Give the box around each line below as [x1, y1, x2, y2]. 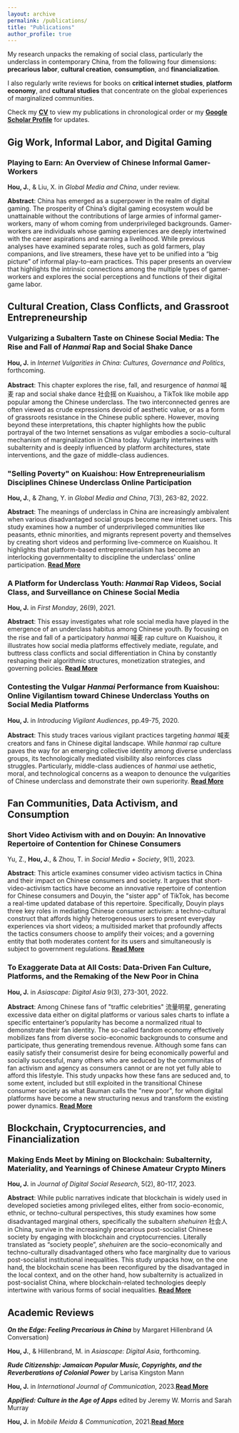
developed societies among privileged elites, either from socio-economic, [7, 1201, 225, 1210]
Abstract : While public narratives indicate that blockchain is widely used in [7, 1193, 228, 1202]
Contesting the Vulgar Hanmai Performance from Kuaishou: [7, 682, 220, 692]
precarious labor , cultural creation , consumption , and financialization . [7, 65, 220, 74]
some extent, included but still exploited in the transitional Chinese [7, 1078, 203, 1087]
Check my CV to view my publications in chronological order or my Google [7, 108, 228, 116]
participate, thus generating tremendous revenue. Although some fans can [7, 1040, 227, 1049]
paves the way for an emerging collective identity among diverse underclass [7, 746, 232, 755]
